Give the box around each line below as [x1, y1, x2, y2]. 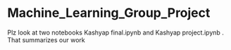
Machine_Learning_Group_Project [7, 5, 211, 21]
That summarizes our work [7, 35, 86, 44]
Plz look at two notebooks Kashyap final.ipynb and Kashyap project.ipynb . [7, 28, 224, 37]
